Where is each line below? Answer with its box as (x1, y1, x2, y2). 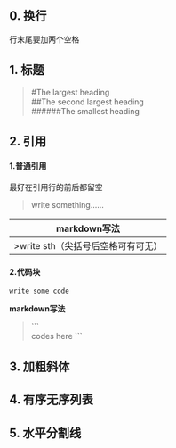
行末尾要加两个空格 (9, 34, 80, 45)
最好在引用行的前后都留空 (9, 182, 103, 193)
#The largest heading (30, 87, 110, 97)
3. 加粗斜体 (9, 359, 70, 374)
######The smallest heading (30, 105, 140, 116)
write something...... (30, 200, 105, 211)
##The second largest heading (30, 96, 144, 107)
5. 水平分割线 (9, 425, 82, 440)
